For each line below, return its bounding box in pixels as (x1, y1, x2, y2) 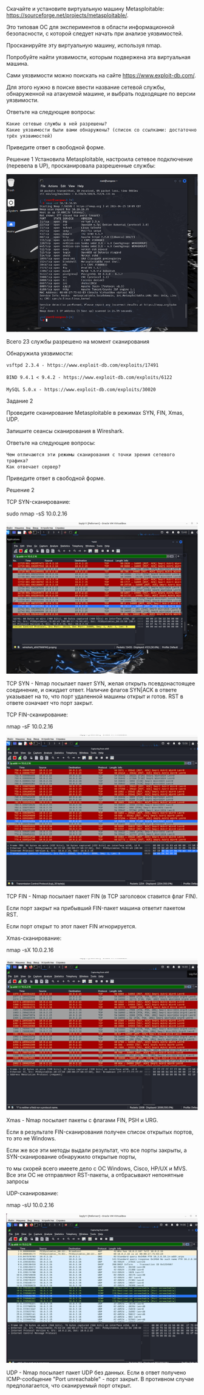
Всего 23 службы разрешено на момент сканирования (6, 338, 150, 345)
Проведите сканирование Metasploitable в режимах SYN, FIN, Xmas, (6, 409, 184, 417)
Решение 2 (6, 487, 35, 494)
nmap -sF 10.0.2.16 (6, 723, 53, 730)
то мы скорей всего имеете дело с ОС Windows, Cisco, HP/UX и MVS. (6, 1165, 188, 1172)
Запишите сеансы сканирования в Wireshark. (6, 428, 124, 435)
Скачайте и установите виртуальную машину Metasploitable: (6, 5, 165, 12)
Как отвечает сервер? (6, 464, 61, 470)
